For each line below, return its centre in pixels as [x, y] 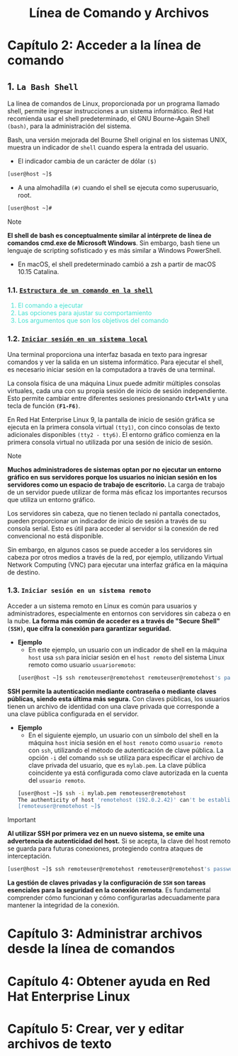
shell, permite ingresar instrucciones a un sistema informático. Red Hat [110, 111]
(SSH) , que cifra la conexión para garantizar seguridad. [89, 628]
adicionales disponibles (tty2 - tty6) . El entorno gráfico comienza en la [114, 434]
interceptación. [29, 856]
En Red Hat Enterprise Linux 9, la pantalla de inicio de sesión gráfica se [111, 419]
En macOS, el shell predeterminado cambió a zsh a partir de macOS [117, 264]
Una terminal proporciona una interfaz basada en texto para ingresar [107, 354]
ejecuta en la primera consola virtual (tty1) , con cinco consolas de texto [114, 427]
